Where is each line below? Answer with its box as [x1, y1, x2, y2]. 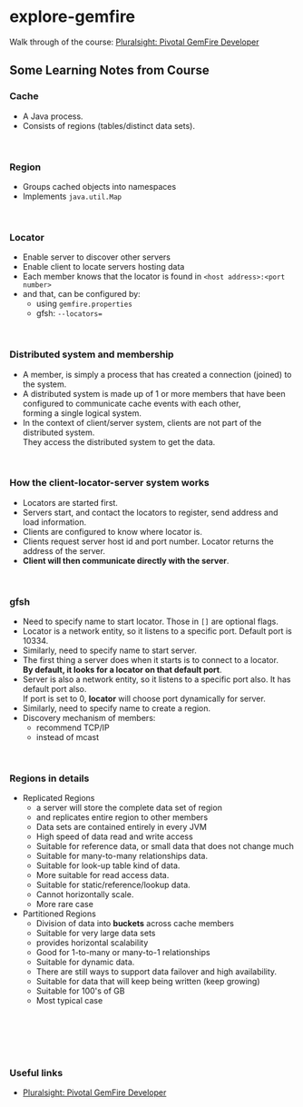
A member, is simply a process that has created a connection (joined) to [22, 369, 292, 380]
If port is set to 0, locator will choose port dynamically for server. [22, 693, 266, 705]
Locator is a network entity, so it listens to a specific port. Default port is [22, 626, 292, 637]
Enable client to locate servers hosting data [22, 262, 185, 272]
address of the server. [22, 545, 106, 556]
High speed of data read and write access [35, 831, 193, 842]
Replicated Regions [22, 793, 95, 804]
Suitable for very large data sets [35, 928, 156, 939]
